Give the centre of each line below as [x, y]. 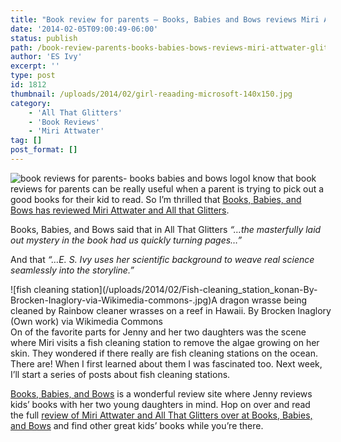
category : [31, 103]
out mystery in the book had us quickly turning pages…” [126, 240]
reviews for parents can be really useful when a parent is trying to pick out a [167, 188]
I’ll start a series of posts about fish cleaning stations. [120, 374]
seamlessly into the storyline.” [72, 270]
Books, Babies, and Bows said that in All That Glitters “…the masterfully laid [166, 229]
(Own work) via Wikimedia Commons [87, 321]
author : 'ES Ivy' [46, 57]
